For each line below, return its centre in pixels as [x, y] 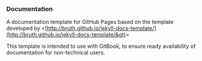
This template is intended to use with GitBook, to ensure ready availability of [101, 46]
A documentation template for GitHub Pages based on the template [90, 22]
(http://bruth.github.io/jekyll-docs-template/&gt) [66, 35]
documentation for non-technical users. [56, 53]
